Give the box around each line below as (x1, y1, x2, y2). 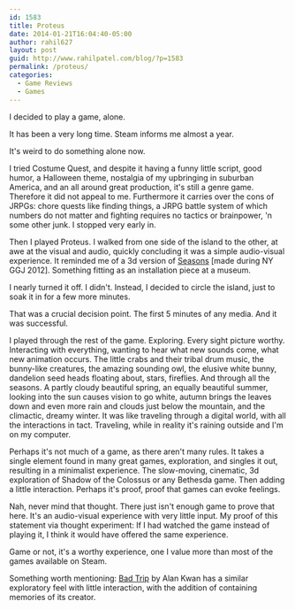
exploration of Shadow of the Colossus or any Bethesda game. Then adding (9, 474, 285, 485)
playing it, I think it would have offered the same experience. (9, 528, 229, 540)
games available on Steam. (9, 555, 108, 567)
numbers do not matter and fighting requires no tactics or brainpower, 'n (9, 210, 272, 220)
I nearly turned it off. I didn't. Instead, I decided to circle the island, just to (9, 281, 276, 292)
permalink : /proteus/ (9, 63, 89, 72)
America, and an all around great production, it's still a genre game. (9, 181, 254, 192)
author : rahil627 (9, 37, 73, 47)
